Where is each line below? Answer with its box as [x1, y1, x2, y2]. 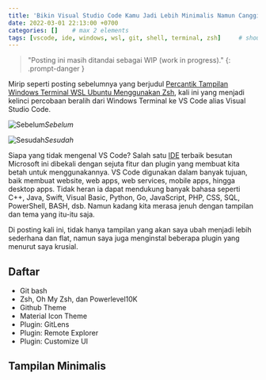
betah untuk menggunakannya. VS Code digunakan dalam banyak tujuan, [8, 167, 248, 177]
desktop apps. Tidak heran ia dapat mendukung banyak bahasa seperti [8, 184, 241, 194]
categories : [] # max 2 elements [8, 26, 129, 34]
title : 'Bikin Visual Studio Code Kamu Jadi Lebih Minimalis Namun [8, 11, 236, 20]
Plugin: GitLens [19, 320, 70, 329]
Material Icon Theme [19, 311, 88, 321]
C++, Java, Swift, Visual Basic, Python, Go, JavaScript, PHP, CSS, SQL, [8, 193, 240, 202]
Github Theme [19, 303, 67, 313]
